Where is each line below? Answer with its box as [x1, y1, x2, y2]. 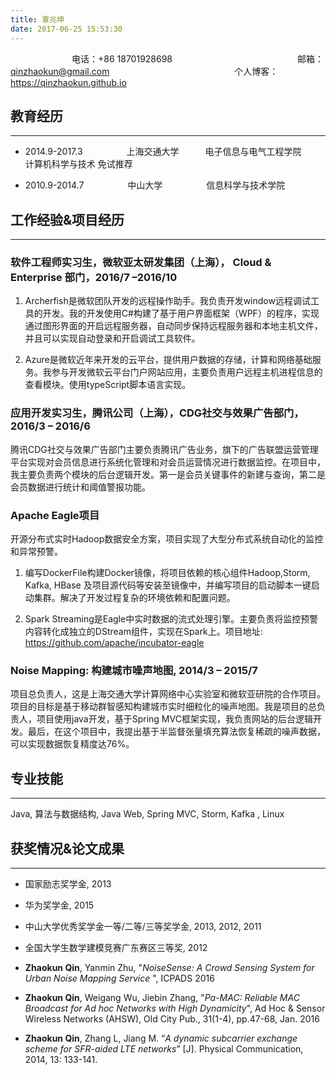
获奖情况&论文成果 [10, 840, 125, 857]
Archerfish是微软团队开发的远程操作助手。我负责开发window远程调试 [24, 295, 311, 307]
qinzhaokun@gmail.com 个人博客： [10, 65, 279, 77]
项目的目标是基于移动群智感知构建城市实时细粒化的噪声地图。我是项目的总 [10, 701, 317, 713]
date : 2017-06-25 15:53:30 [10, 24, 123, 34]
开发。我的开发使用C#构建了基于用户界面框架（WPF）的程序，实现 [42, 307, 320, 320]
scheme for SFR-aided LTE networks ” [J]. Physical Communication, [24, 1042, 304, 1055]
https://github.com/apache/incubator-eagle [24, 637, 205, 649]
